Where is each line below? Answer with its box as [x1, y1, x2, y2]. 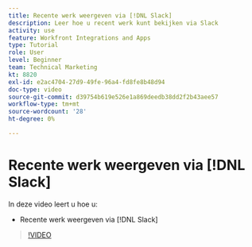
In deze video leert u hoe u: [8, 199, 98, 209]
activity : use [8, 26, 56, 34]
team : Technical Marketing [8, 64, 98, 71]
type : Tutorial [8, 41, 59, 49]
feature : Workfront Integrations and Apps [8, 33, 151, 42]
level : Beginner [8, 56, 62, 64]
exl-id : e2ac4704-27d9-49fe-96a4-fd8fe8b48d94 [8, 78, 165, 86]
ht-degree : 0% [8, 115, 56, 123]
